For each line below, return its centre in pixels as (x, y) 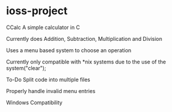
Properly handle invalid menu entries (51, 91)
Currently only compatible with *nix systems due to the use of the (86, 62)
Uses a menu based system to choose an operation (69, 50)
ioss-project (37, 11)
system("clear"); (26, 68)
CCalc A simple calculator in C (43, 27)
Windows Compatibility (34, 103)
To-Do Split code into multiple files (48, 79)
